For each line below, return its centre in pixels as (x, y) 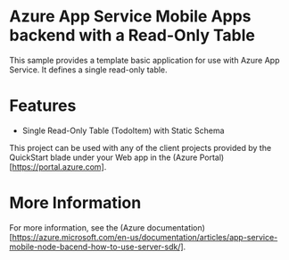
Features (43, 106)
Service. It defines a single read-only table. (88, 70)
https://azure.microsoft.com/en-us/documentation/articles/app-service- (145, 237)
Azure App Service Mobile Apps (130, 17)
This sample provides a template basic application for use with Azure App (144, 60)
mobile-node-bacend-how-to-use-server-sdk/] (97, 247)
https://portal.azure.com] (58, 166)
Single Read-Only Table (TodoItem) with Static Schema (123, 130)
